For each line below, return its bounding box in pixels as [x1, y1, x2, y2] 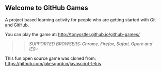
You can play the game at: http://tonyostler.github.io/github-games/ [5, 31, 140, 37]
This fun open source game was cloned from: [5, 55, 96, 61]
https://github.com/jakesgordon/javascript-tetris [5, 60, 102, 66]
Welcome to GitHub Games [5, 4, 88, 12]
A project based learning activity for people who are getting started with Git [5, 17, 156, 22]
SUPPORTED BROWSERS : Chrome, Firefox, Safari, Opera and [29, 41, 153, 47]
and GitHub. [5, 22, 29, 28]
